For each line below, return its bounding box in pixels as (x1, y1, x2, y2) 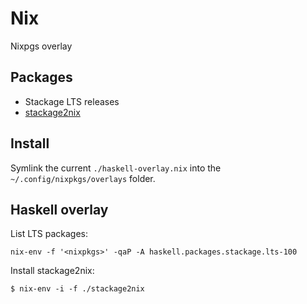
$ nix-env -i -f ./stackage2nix (10, 284, 145, 294)
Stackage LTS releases (24, 95, 120, 107)
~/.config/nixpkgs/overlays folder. (10, 172, 156, 184)
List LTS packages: (10, 228, 89, 240)
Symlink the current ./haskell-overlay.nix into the (10, 162, 222, 174)
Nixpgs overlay (10, 40, 73, 52)
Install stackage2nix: (10, 265, 95, 277)
